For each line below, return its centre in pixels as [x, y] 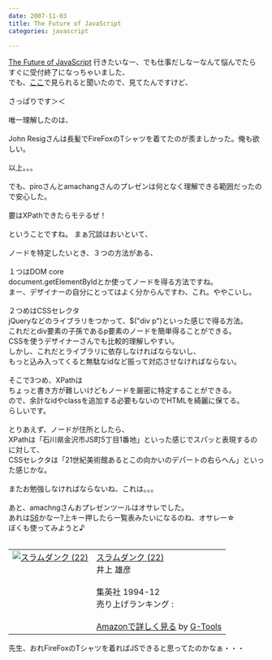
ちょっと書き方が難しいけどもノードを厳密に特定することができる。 [122, 390]
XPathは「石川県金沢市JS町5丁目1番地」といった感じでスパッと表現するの [133, 440]
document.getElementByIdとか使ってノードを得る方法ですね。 [113, 282]
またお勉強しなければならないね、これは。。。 [83, 489]
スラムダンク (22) [130, 558]
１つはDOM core [36, 272]
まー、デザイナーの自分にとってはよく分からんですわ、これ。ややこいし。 [132, 292]
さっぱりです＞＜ [37, 101]
